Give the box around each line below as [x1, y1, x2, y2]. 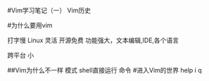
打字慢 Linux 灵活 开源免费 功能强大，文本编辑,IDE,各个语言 [7, 36, 179, 44]
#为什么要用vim [7, 21, 53, 30]
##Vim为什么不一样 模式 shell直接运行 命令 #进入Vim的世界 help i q [7, 66, 202, 74]
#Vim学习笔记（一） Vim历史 [7, 6, 91, 14]
